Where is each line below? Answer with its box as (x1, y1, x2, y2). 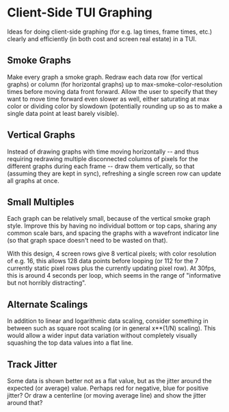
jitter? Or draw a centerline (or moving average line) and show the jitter (7, 391, 206, 399)
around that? (7, 399, 43, 407)
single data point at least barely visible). (7, 109, 120, 117)
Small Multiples (7, 196, 75, 208)
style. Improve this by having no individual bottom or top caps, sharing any (7, 221, 217, 230)
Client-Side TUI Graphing (7, 5, 152, 21)
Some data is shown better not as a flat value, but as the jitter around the (7, 377, 212, 385)
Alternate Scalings (7, 298, 88, 310)
